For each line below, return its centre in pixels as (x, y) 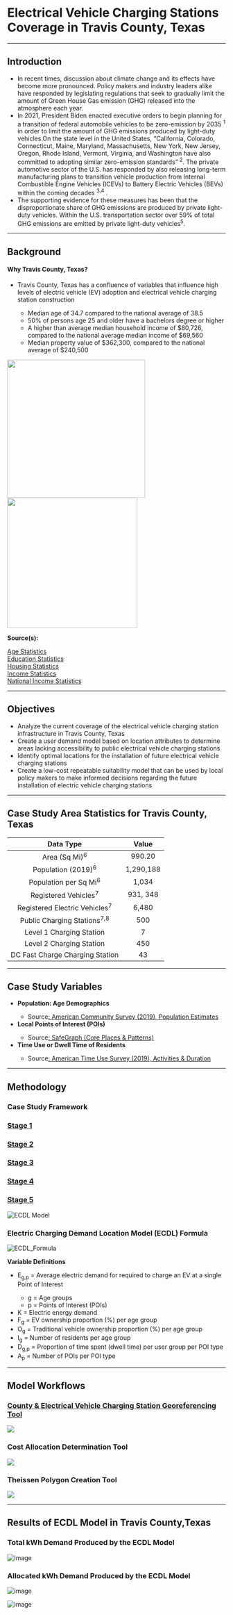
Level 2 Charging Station (64, 943)
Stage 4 (21, 1181)
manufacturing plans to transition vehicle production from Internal (111, 177)
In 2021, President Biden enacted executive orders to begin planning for (120, 115)
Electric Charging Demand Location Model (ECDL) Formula (107, 1233)
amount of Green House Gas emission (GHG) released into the (106, 100)
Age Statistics (27, 651)
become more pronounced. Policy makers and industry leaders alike (115, 85)
